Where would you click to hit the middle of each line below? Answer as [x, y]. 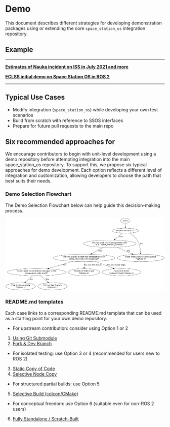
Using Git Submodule [35, 338]
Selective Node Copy [35, 374]
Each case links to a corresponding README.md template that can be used [83, 313]
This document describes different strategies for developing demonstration [83, 23]
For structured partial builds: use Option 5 [56, 384]
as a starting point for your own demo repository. [56, 318]
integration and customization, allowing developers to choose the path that [83, 175]
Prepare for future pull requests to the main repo [63, 126]
